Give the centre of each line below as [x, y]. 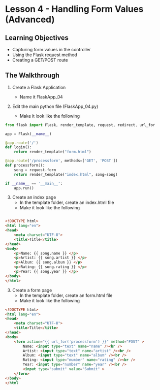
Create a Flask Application [39, 87]
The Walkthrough [32, 76]
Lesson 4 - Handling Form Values [74, 9]
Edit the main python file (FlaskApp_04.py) [55, 106]
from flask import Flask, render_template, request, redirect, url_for [80, 125]
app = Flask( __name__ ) [28, 134]
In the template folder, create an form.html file [66, 295]
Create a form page [32, 290]
